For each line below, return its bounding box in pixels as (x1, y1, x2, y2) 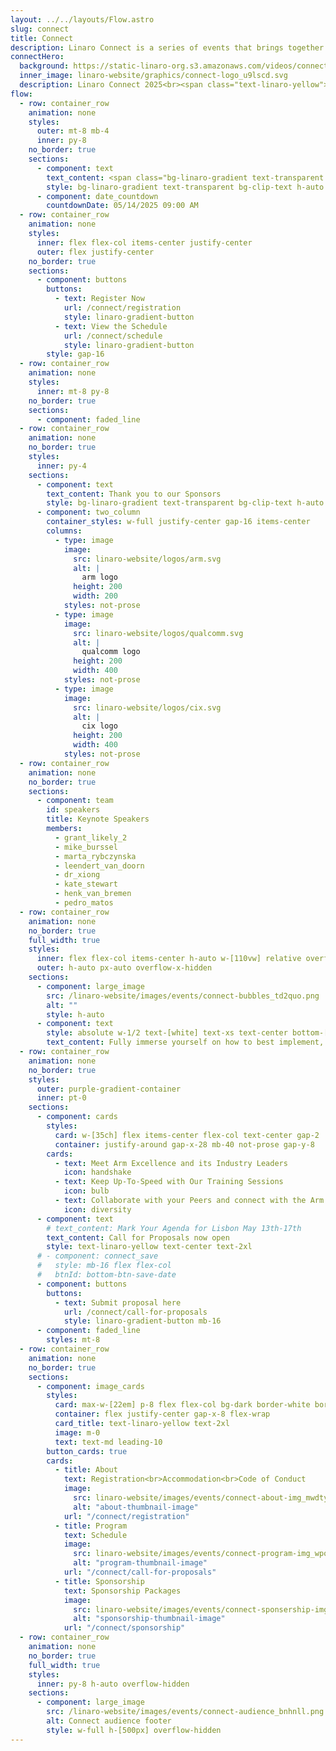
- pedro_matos (54, 898, 114, 908)
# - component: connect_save (36, 1251, 159, 1261)
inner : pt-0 (36, 1093, 87, 1103)
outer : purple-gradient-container (36, 1084, 182, 1094)
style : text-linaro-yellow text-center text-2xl (46, 1242, 253, 1252)
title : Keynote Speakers (46, 814, 150, 825)
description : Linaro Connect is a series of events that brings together (10, 42, 325, 53)
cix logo (81, 721, 118, 731)
